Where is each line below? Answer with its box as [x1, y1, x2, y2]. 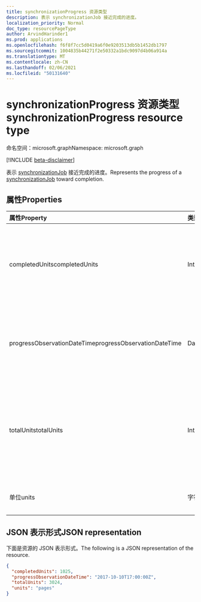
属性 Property [9, 214, 47, 222]
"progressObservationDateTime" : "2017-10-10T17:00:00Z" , [11, 574, 157, 580]
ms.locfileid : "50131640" [6, 70, 71, 76]
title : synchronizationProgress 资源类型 [6, 8, 108, 15]
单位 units [9, 493, 35, 501]
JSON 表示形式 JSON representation [6, 528, 142, 538]
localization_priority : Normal [6, 20, 84, 26]
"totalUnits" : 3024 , [11, 580, 63, 586]
